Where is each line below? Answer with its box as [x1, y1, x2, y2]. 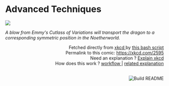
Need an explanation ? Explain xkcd [90, 55, 164, 61]
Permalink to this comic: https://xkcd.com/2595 [65, 49, 164, 55]
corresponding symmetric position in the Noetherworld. [5, 34, 120, 40]
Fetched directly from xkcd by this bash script [68, 44, 164, 50]
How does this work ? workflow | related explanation [55, 60, 164, 66]
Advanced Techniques [5, 3, 102, 15]
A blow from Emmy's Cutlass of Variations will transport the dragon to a [5, 29, 155, 35]
